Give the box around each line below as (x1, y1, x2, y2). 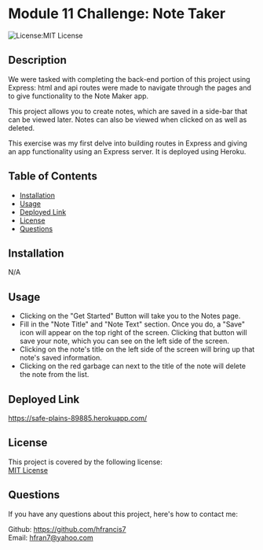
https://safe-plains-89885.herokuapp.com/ (8, 414, 148, 423)
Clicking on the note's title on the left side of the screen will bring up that (19, 345, 255, 354)
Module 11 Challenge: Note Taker (8, 5, 226, 23)
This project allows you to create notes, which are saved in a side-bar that (8, 106, 248, 116)
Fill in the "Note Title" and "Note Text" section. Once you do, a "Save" (19, 319, 246, 329)
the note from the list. (19, 370, 89, 379)
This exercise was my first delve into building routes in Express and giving (8, 138, 247, 148)
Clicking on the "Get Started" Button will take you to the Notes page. (19, 312, 241, 321)
